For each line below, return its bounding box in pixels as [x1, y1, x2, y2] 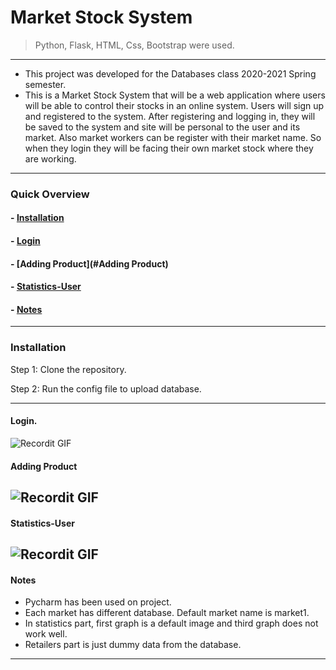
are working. [24, 152, 77, 165]
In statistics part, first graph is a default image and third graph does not [24, 617, 319, 630]
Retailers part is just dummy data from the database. [24, 639, 242, 651]
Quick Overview [10, 187, 90, 201]
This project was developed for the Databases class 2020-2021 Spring [24, 67, 317, 80]
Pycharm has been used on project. [24, 596, 172, 608]
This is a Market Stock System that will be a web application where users [24, 89, 326, 101]
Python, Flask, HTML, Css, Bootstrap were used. [34, 39, 235, 51]
